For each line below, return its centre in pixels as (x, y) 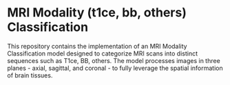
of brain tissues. (30, 75)
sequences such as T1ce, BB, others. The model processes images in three (114, 60)
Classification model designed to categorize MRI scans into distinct (103, 53)
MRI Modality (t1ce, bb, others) (97, 13)
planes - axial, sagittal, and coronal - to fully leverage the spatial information (115, 68)
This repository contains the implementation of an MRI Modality (97, 46)
